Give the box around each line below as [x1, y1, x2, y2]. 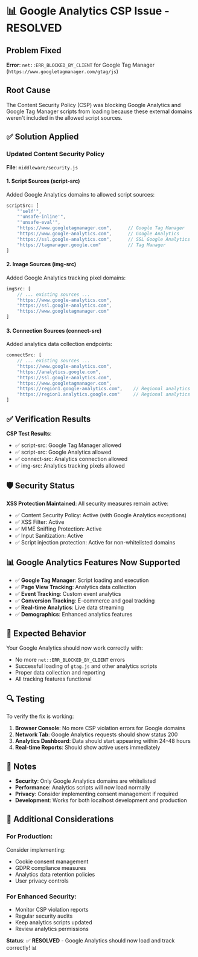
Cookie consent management [14, 858, 89, 865]
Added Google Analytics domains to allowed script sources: [6, 191, 155, 198]
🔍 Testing [6, 693, 45, 704]
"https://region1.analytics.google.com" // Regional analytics [17, 391, 190, 397]
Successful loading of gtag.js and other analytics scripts [14, 662, 158, 670]
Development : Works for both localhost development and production [14, 796, 187, 804]
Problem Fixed [6, 45, 62, 56]
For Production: [6, 832, 53, 841]
